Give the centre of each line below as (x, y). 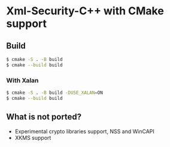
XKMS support (33, 137)
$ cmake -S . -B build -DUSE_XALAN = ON (54, 93)
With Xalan (22, 80)
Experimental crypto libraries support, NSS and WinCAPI (84, 131)
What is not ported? (44, 117)
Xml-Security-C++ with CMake (85, 11)
